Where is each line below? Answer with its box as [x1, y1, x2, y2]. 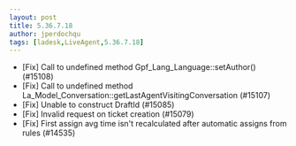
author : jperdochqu [9, 29, 81, 38]
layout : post [9, 12, 57, 22]
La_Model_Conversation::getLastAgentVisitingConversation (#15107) [21, 90, 271, 101]
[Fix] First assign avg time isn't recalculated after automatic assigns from [21, 119, 287, 129]
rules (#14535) [21, 127, 76, 138]
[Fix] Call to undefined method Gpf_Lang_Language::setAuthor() [21, 62, 256, 73]
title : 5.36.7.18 [9, 21, 73, 30]
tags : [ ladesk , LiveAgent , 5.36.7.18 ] [9, 37, 144, 47]
